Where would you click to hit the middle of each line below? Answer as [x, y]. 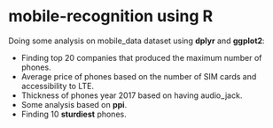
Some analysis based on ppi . [74, 104]
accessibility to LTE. [58, 86]
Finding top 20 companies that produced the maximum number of [141, 57]
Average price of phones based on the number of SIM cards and [139, 76]
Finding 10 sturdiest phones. [74, 114]
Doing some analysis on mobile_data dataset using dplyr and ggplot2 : [136, 41]
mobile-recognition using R [111, 16]
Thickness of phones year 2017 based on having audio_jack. [132, 95]
